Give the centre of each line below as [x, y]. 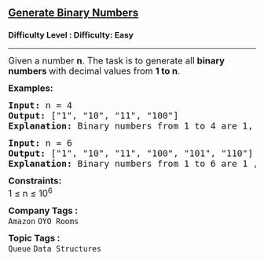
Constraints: [35, 181]
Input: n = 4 [40, 105]
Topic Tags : [34, 238]
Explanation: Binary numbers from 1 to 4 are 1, [131, 126]
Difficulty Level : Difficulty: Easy [71, 35]
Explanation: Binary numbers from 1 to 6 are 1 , [134, 163]
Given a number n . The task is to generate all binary [117, 60]
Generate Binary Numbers [73, 13]
